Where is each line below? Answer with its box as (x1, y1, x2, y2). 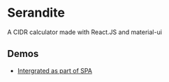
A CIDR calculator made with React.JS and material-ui (7, 28, 163, 36)
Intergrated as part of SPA (17, 66, 93, 74)
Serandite (7, 5, 65, 21)
